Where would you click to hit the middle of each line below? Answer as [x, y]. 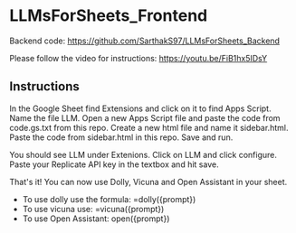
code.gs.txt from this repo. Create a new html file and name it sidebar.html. [149, 127]
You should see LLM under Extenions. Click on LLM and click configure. [143, 154]
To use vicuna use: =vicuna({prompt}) [93, 209]
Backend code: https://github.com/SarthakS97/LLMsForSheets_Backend [145, 41]
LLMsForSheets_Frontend [109, 16]
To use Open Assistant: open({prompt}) [96, 219]
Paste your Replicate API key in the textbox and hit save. [114, 164]
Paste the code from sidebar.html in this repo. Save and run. [121, 137]
